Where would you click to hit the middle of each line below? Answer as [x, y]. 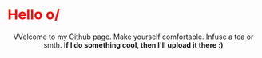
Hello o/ [34, 15]
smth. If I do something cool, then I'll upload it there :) [133, 44]
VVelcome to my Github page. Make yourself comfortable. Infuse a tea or [133, 37]
